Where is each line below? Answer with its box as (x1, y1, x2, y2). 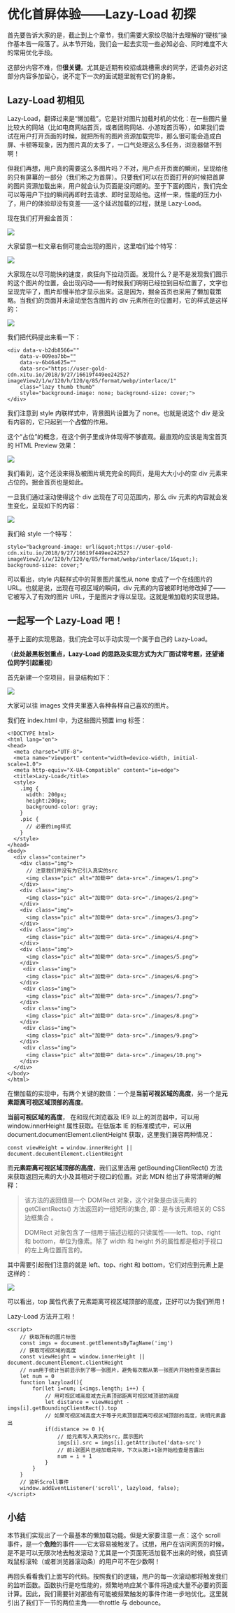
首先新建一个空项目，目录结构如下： (7, 673, 112, 682)
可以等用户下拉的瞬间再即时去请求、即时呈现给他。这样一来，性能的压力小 (7, 190, 222, 199)
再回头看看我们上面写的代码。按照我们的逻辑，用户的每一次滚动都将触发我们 (7, 1572, 228, 1581)
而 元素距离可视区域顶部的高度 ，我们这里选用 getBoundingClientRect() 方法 (7, 1163, 222, 1172)
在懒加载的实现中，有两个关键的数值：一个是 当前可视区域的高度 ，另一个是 (7, 1089, 222, 1098)
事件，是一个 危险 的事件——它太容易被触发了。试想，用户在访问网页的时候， (7, 1540, 228, 1549)
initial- (173, 754, 199, 761)
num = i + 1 (57, 1452, 92, 1460)
